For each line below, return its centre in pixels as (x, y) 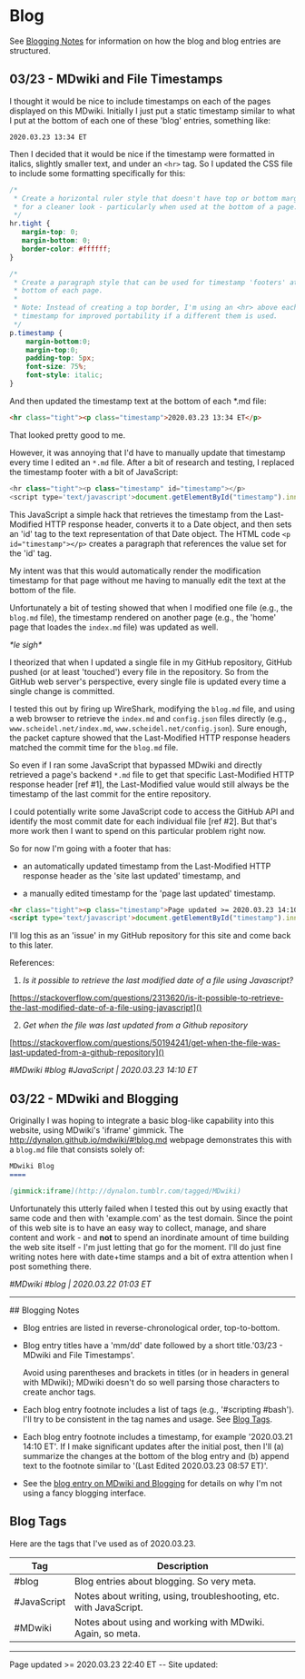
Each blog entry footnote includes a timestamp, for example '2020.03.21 (157, 1436)
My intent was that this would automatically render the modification (135, 571)
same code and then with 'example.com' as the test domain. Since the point (151, 1217)
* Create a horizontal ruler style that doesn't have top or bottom (146, 198)
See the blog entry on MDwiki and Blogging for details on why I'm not (152, 1483)
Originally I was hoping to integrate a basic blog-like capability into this (142, 1121)
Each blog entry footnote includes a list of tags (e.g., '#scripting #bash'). (158, 1409)
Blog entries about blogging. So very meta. (165, 1581)
